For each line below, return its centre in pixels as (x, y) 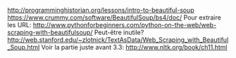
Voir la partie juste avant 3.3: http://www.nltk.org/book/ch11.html (134, 47)
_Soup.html (24, 47)
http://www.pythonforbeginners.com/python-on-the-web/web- (125, 25)
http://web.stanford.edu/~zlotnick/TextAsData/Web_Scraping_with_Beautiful (118, 40)
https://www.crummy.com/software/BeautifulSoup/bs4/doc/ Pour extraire (114, 17)
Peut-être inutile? (119, 32)
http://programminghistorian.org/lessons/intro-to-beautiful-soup (101, 10)
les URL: (19, 25)
